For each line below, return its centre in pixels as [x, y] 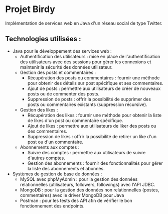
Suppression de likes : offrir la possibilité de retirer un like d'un [92, 136]
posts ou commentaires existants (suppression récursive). [87, 104]
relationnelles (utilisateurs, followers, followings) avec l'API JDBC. [88, 184]
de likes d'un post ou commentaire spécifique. [75, 120]
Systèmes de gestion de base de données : [57, 174]
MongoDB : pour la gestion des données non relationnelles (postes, [90, 190]
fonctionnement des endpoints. [52, 206]
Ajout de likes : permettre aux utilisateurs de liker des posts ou [92, 126]
